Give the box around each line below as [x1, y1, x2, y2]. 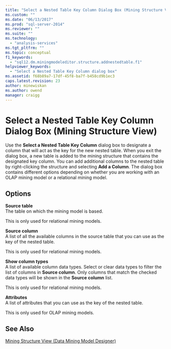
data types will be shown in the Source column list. [5, 275, 113, 281]
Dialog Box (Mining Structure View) [5, 125, 157, 137]
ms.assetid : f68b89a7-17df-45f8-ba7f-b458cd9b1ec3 [5, 74, 115, 79]
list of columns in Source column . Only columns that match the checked [5, 269, 157, 275]
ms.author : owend [5, 88, 42, 93]
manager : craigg [5, 93, 40, 98]
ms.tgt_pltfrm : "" [5, 45, 44, 50]
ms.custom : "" [5, 12, 36, 17]
